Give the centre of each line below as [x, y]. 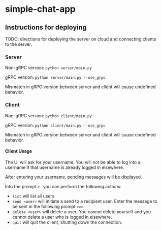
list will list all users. [34, 196]
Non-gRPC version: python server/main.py [49, 68]
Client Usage [18, 151]
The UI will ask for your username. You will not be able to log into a [73, 162]
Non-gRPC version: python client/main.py [49, 115]
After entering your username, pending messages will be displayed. [74, 177]
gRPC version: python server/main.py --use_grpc [55, 77]
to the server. [18, 44]
